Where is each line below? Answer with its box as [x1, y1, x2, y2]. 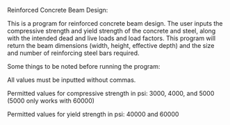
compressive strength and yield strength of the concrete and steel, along [7, 27, 216, 35]
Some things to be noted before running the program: [7, 62, 161, 70]
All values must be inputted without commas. [7, 76, 136, 84]
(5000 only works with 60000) [7, 97, 95, 105]
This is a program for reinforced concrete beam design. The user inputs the [7, 19, 224, 27]
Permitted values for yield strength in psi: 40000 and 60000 [7, 110, 179, 118]
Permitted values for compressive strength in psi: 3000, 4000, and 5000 [7, 90, 215, 97]
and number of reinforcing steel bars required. [7, 49, 140, 57]
